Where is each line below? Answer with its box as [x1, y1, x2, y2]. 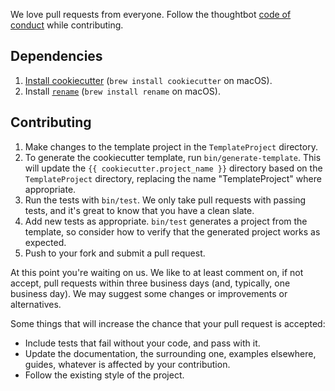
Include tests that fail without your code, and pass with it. [24, 337, 261, 349]
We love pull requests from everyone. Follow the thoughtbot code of [10, 9, 292, 20]
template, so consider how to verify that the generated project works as [24, 225, 321, 238]
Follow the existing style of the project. [24, 369, 185, 381]
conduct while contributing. [10, 19, 124, 31]
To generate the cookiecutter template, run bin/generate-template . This [24, 151, 322, 163]
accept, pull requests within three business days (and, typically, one [10, 277, 291, 289]
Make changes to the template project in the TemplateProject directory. [24, 140, 318, 153]
